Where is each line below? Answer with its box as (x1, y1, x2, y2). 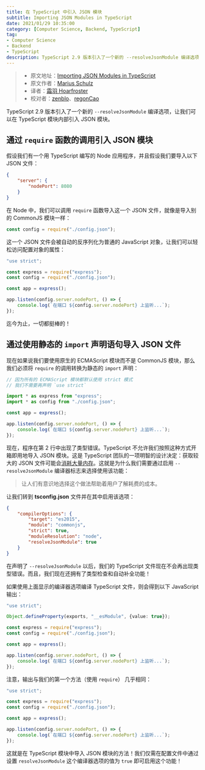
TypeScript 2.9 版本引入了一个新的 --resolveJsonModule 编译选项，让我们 (6, 107, 191, 115)
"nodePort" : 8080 (28, 184, 72, 190)
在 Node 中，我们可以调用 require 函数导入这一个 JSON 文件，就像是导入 (6, 206, 191, 214)
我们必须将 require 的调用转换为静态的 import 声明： (6, 364, 139, 372)
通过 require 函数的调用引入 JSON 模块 (6, 135, 154, 145)
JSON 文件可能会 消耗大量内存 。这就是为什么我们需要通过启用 (18, 459, 174, 467)
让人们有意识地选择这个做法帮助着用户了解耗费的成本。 (21, 480, 160, 487)
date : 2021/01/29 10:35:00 (6, 20, 75, 26)
